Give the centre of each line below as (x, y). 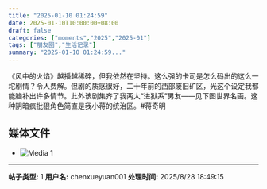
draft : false (30, 30)
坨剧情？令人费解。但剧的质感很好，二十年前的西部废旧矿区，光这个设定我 (130, 86)
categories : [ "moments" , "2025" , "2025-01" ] (79, 38)
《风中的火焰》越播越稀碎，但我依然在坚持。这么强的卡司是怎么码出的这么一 (133, 76)
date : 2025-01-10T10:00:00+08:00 (64, 23)
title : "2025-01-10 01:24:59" (58, 15)
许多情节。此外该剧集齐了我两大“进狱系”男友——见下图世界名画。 (143, 96)
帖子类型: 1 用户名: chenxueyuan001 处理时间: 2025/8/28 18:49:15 (116, 176)
